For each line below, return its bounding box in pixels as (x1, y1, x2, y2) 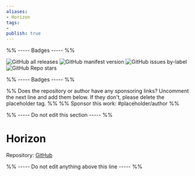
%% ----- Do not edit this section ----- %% (6, 112, 113, 119)
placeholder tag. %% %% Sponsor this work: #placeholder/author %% (6, 100, 180, 107)
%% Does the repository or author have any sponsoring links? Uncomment (6, 87, 189, 94)
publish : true (6, 31, 41, 37)
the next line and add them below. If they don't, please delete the (6, 94, 165, 101)
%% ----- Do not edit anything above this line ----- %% (6, 163, 143, 170)
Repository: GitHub (6, 152, 53, 159)
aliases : (6, 8, 28, 15)
